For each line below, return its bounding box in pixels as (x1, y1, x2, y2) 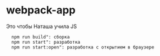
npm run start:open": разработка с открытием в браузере (11, 44, 155, 50)
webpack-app (6, 3, 76, 17)
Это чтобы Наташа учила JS (6, 23, 77, 30)
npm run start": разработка (11, 39, 81, 45)
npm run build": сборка (11, 34, 70, 40)
